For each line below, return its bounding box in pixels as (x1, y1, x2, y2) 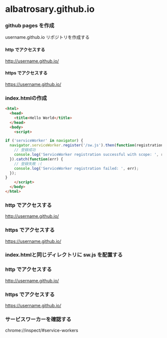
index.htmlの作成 (5, 94, 47, 101)
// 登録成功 (14, 147, 36, 152)
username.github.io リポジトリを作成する (5, 34, 90, 40)
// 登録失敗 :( (14, 161, 43, 166)
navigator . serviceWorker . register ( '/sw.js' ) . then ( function (9, 143, 135, 148)
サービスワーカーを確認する (5, 316, 72, 323)
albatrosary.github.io (5, 3, 95, 15)
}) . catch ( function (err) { (9, 156, 64, 162)
